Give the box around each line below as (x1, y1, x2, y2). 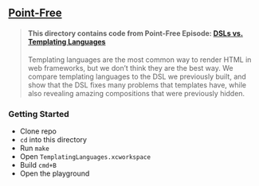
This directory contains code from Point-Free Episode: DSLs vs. (27, 28, 243, 38)
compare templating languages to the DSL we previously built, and (27, 72, 247, 81)
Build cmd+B (19, 160, 57, 169)
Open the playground (19, 169, 90, 178)
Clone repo (19, 126, 57, 136)
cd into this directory (19, 134, 88, 144)
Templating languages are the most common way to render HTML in (27, 55, 252, 64)
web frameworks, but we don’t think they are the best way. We (27, 63, 233, 72)
